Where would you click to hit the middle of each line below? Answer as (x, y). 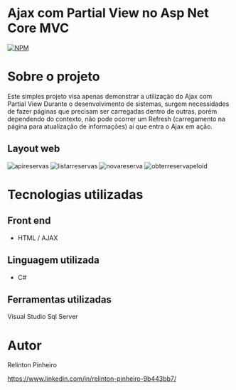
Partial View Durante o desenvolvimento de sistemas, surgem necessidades (118, 104)
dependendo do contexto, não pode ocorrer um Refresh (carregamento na (117, 119)
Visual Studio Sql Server (43, 317)
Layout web (34, 149)
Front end (29, 221)
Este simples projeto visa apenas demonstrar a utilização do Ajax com (110, 96)
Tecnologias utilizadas (75, 194)
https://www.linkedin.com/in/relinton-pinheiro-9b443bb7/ (92, 379)
